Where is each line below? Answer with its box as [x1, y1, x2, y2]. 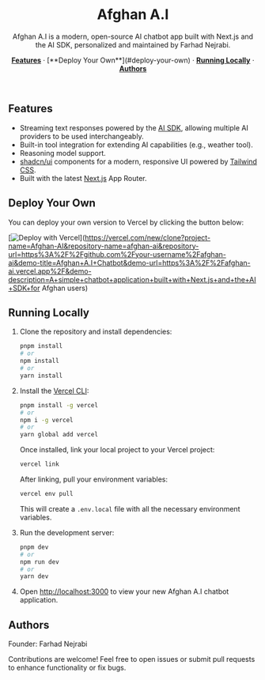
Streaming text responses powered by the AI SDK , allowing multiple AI [19, 123, 249, 132]
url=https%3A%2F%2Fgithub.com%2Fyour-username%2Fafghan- [8, 249, 227, 259]
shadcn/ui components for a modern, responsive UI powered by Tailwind [19, 157, 257, 166]
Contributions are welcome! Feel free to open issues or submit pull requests [8, 655, 256, 664]
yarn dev [19, 572, 49, 580]
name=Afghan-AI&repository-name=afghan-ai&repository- [8, 241, 199, 251]
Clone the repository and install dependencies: [19, 327, 172, 337]
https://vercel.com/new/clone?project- [84, 232, 211, 242]
